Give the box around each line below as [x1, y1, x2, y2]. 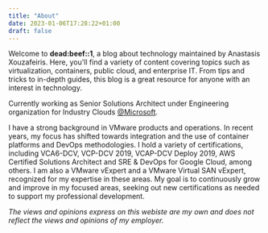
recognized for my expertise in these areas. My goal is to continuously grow [8, 174, 261, 184]
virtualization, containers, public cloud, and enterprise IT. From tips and [8, 66, 245, 76]
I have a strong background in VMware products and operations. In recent [8, 123, 254, 133]
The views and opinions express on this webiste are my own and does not [8, 207, 255, 217]
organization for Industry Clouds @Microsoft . [8, 107, 159, 117]
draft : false [8, 27, 52, 35]
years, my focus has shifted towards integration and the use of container [8, 131, 249, 141]
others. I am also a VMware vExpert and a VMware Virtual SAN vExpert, [8, 166, 246, 176]
